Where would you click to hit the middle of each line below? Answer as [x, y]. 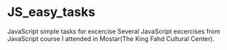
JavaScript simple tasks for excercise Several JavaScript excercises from [114, 31]
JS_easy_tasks [51, 12]
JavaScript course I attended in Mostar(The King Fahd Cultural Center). [111, 38]
